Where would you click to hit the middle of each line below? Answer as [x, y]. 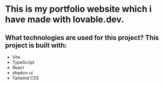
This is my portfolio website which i [78, 9]
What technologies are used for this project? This [82, 38]
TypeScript [23, 62]
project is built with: [36, 45]
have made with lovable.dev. [65, 19]
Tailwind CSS [25, 78]
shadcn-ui [23, 73]
